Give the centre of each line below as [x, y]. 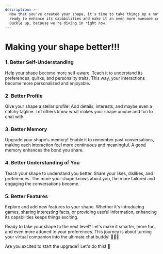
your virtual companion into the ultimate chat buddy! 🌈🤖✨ [62, 237]
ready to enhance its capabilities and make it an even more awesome [81, 18]
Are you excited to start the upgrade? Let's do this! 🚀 [58, 246]
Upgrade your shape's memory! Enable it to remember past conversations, [80, 140]
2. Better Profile [24, 96]
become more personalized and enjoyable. [48, 83]
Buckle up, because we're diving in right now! [58, 23]
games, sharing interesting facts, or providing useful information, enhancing [81, 212]
